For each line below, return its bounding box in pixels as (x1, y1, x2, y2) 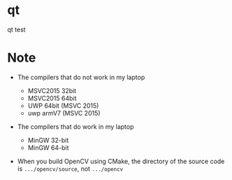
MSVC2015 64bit (27, 94, 77, 102)
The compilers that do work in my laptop (17, 122, 134, 131)
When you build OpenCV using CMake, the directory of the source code (17, 157, 225, 165)
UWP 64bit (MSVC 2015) (27, 101, 99, 110)
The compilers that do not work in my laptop (17, 73, 145, 81)
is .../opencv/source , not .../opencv (17, 164, 124, 173)
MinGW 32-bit (27, 136, 69, 144)
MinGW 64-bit (27, 143, 69, 152)
